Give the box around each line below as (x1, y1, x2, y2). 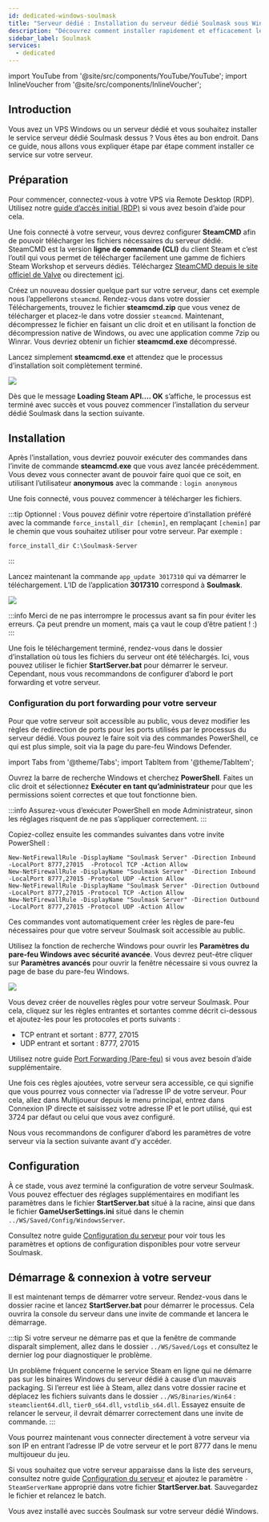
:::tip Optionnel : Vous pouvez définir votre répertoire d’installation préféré (8, 509, 252, 519)
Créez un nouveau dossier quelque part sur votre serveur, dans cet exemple (8, 285, 260, 295)
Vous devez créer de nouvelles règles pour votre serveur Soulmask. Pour (8, 997, 250, 1006)
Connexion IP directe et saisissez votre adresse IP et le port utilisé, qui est (8, 1104, 252, 1113)
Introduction (8, 103, 72, 116)
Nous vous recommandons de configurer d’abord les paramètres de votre (8, 1128, 251, 1137)
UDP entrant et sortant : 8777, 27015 (19, 1038, 140, 1048)
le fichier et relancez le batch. (8, 1491, 106, 1500)
